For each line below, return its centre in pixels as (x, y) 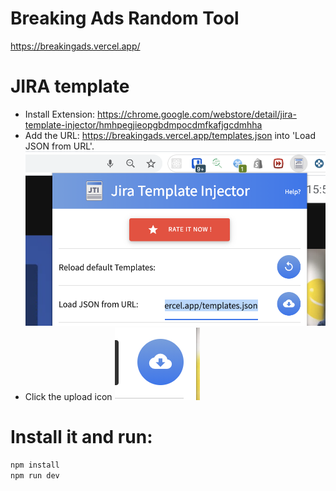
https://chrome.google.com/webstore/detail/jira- (197, 114)
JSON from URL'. (59, 146)
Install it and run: (81, 437)
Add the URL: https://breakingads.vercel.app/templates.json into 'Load (170, 135)
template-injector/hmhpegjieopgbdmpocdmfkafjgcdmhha (143, 124)
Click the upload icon (68, 397)
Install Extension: (60, 114)
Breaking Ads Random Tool (125, 18)
